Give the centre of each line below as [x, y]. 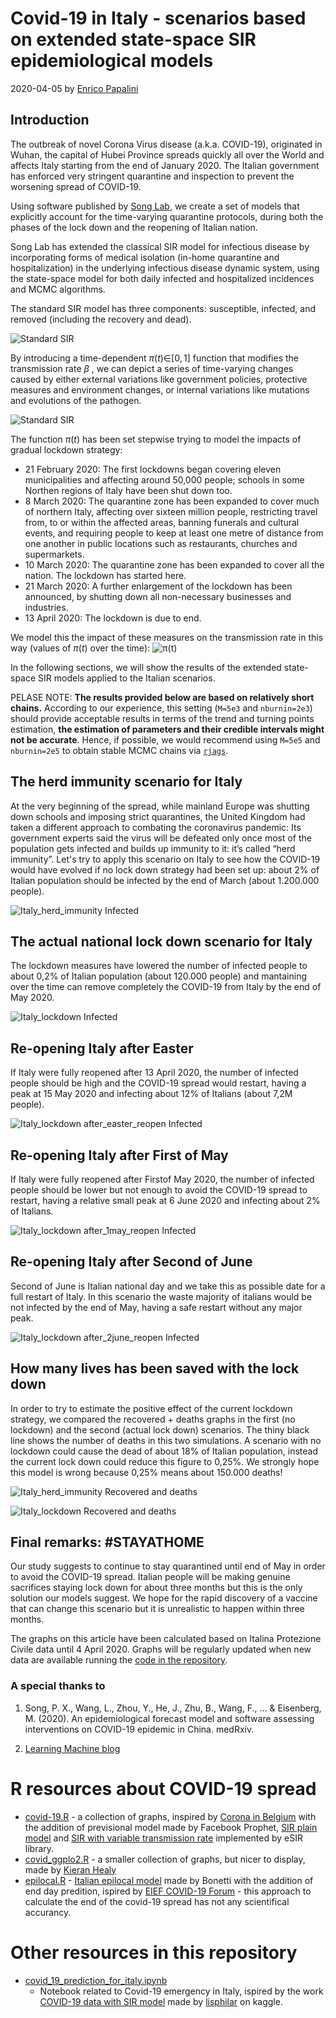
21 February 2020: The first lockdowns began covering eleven [153, 469]
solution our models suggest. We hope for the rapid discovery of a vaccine [164, 1598]
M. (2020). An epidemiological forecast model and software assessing [169, 1718]
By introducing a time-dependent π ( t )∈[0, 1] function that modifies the [154, 358]
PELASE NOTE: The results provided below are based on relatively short [162, 697]
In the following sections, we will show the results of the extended [146, 667]
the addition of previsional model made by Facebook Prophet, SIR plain [171, 1827]
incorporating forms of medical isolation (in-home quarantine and [145, 257]
